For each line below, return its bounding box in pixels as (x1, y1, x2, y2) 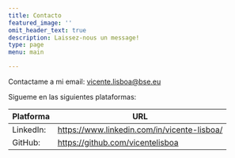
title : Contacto (8, 11, 62, 20)
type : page (8, 41, 44, 49)
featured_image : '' (8, 19, 73, 27)
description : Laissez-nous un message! (8, 33, 140, 42)
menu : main (8, 48, 44, 56)
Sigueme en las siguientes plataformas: (8, 92, 137, 101)
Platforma (12, 111, 50, 122)
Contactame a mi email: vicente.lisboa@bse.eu (8, 77, 161, 86)
